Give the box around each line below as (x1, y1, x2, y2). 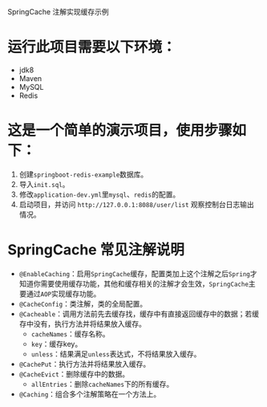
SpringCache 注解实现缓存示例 (7, 7, 109, 16)
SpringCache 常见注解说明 (7, 241, 185, 259)
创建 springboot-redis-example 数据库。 (18, 169, 148, 179)
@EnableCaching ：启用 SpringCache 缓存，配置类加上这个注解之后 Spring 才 (18, 268, 257, 279)
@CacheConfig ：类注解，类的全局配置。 (18, 299, 148, 308)
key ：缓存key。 (30, 339, 83, 348)
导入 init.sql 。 (18, 179, 70, 189)
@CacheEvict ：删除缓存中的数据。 (18, 368, 130, 379)
